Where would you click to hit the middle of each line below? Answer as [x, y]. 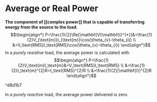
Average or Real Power [52, 8]
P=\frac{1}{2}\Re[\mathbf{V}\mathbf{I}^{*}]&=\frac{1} [99, 34]
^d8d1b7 [13, 85]
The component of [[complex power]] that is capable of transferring [75, 22]
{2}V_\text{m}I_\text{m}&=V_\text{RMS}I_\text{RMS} [69, 65]
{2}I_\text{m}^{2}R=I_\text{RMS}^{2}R [49, 70]
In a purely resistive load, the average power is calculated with [67, 52]
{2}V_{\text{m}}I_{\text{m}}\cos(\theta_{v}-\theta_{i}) [79, 40]
